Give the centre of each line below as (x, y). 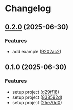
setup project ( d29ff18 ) (36, 92)
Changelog (28, 9)
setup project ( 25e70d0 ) (37, 102)
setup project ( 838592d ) (37, 97)
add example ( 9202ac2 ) (37, 51)
